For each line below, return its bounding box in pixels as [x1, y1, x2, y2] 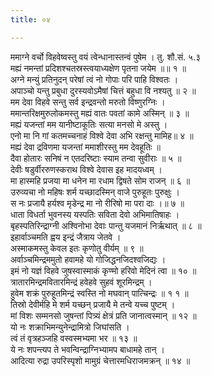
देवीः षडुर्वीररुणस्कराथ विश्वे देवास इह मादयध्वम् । [10, 163, 163, 175]
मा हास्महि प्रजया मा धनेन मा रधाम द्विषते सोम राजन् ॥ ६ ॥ [10, 174, 191, 186]
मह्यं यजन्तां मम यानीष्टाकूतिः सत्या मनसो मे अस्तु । [10, 118, 168, 130]
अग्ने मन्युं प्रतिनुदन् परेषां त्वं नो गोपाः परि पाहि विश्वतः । [10, 73, 179, 85]
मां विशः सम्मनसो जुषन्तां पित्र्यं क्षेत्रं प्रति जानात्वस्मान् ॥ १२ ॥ [10, 309, 197, 321]
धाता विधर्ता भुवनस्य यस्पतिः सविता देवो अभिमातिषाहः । [10, 208, 180, 220]
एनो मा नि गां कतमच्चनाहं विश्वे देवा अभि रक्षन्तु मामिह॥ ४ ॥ [10, 129, 194, 141]
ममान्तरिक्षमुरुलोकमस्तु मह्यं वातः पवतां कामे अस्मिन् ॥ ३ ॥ [10, 107, 190, 119]
